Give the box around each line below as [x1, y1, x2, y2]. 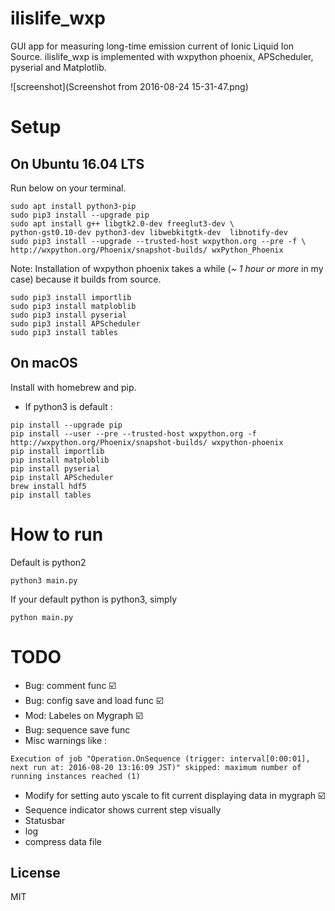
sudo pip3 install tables [10, 327, 118, 337]
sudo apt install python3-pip [10, 201, 137, 211]
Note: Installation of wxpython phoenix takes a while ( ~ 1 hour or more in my [10, 262, 324, 274]
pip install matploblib [10, 455, 110, 465]
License [10, 865, 61, 882]
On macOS [10, 355, 78, 372]
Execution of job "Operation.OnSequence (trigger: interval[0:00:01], [10, 753, 311, 764]
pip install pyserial [10, 463, 101, 474]
